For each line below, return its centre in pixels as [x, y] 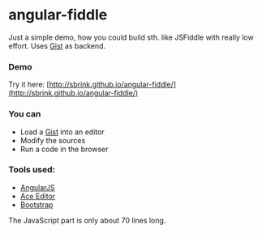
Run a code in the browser [64, 149]
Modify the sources [53, 140]
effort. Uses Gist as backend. [57, 45]
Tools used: [32, 170]
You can [25, 114]
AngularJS [37, 187]
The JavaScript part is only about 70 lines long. [87, 220]
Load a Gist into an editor [62, 132]
